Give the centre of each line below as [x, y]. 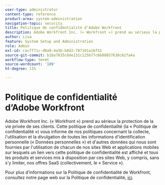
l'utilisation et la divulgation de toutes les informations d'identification [75, 137]
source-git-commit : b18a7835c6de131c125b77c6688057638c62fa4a [70, 55]
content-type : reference [30, 14]
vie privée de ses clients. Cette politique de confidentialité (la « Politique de [81, 126]
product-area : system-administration [44, 19]
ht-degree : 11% [21, 69]
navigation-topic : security [34, 23]
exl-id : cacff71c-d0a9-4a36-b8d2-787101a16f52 [54, 50]
